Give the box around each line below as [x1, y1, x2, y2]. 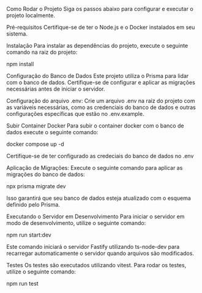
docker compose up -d [6, 140, 64, 148]
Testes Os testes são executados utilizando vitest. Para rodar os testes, [6, 262, 187, 268]
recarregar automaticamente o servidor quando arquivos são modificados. [6, 249, 195, 257]
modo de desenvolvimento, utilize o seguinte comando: [6, 219, 146, 226]
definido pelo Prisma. [6, 201, 60, 208]
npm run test [6, 280, 39, 287]
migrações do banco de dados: [6, 171, 85, 178]
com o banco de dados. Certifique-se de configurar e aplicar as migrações [6, 79, 196, 86]
